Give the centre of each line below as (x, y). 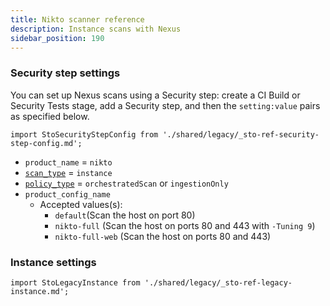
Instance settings (53, 262)
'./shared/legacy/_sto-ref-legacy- (218, 282)
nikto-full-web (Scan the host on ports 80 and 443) (163, 236)
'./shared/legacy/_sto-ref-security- (241, 134)
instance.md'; (40, 291)
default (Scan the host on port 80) (125, 215)
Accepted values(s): (81, 204)
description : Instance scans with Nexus (96, 29)
